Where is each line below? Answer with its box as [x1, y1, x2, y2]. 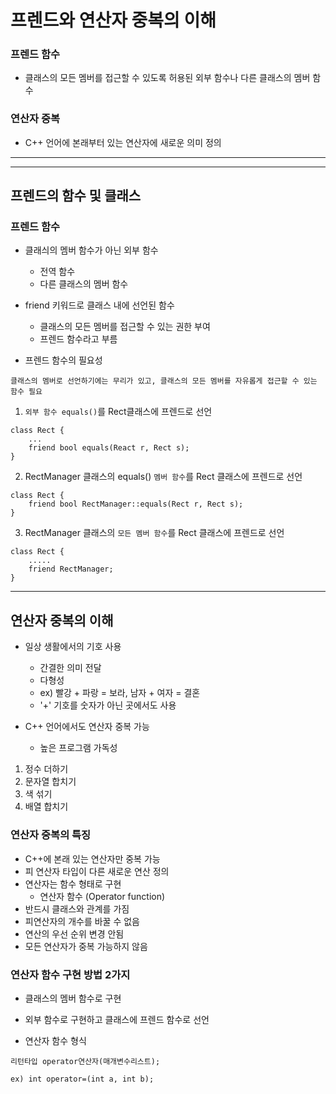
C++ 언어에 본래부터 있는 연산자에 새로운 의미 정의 [24, 136, 222, 148]
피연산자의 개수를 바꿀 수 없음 [24, 915, 140, 927]
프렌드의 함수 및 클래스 [10, 187, 142, 205]
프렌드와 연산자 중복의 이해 [10, 9, 217, 32]
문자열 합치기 [24, 776, 77, 788]
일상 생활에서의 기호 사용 [24, 641, 122, 653]
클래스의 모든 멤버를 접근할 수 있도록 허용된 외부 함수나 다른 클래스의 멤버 [24, 72, 311, 84]
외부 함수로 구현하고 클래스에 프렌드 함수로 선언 [24, 1013, 210, 1025]
